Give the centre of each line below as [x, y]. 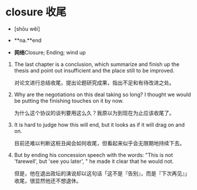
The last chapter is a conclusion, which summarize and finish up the [97, 64]
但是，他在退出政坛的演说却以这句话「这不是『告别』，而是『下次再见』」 [102, 173]
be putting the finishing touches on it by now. [69, 100]
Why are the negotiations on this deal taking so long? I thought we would [102, 94]
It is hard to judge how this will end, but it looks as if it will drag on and [99, 125]
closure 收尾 [36, 12]
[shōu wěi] [27, 29]
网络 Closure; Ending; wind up [50, 52]
